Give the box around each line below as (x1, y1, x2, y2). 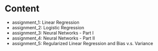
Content (5, 3, 40, 14)
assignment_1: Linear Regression (12, 19, 80, 25)
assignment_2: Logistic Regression (12, 24, 85, 30)
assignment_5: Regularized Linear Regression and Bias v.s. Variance (12, 40, 153, 46)
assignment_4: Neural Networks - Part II (12, 35, 95, 41)
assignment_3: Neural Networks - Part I (12, 30, 94, 36)
